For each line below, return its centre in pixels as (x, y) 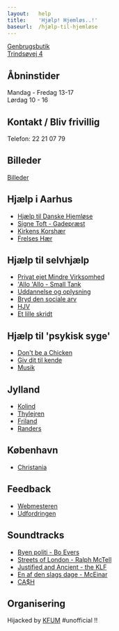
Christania (32, 467)
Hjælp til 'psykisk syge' (59, 336)
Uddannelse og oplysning (54, 292)
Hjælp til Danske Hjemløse (55, 216)
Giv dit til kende (40, 360)
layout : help (29, 14)
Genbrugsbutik (29, 47)
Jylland (24, 389)
